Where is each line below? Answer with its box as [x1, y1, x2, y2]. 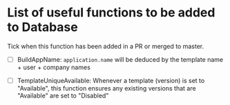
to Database [7, 19, 78, 35]
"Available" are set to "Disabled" [17, 91, 109, 100]
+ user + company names [17, 63, 91, 71]
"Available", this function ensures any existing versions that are [17, 84, 196, 93]
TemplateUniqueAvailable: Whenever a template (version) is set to [17, 77, 205, 84]
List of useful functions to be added [7, 5, 215, 21]
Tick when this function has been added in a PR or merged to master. [7, 42, 204, 50]
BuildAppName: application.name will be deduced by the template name [17, 55, 224, 63]
